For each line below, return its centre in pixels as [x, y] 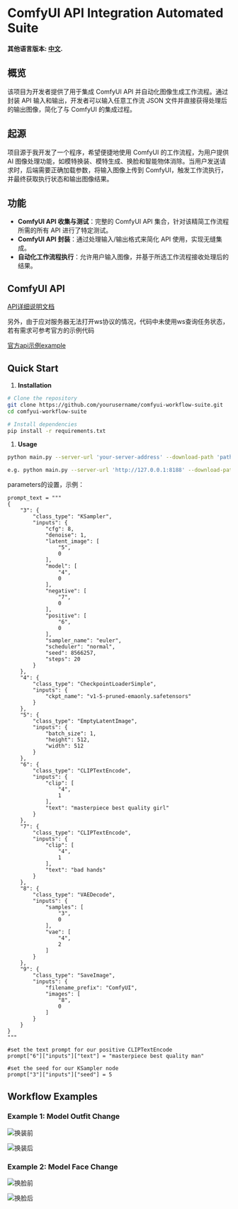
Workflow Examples [52, 1096]
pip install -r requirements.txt [57, 431]
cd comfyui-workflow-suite [47, 411]
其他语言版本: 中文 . [35, 48]
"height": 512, [68, 740]
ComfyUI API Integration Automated [115, 13]
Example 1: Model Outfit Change [64, 1116]
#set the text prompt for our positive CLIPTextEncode [90, 1050]
